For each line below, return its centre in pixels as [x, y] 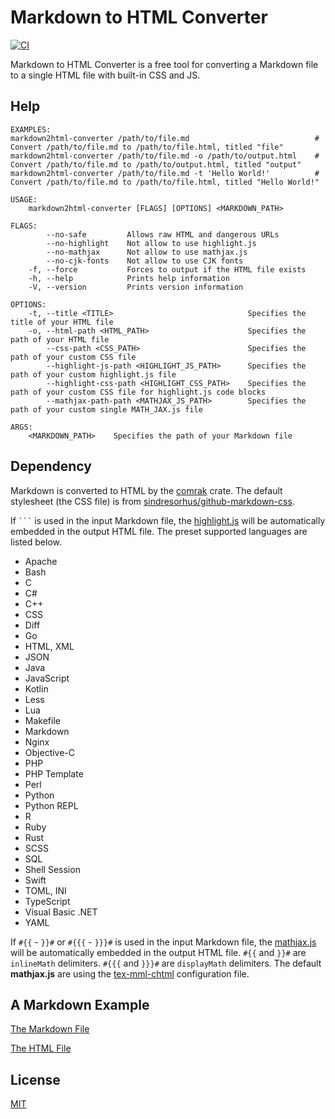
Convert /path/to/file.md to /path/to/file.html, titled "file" [147, 147]
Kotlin [36, 688]
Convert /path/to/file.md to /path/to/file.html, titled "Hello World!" [165, 182]
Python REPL [51, 805]
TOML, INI [45, 890]
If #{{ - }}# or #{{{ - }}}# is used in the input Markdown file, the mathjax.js [163, 942]
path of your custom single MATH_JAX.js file [106, 409]
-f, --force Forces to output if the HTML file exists [167, 269]
